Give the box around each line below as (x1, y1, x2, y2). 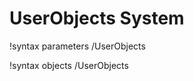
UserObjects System (9, 7, 185, 30)
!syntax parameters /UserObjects (9, 40, 146, 52)
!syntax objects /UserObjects (9, 59, 129, 71)
